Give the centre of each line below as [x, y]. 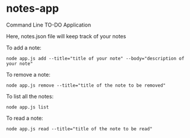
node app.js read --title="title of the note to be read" [79, 129]
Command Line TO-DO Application [49, 25]
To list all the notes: [30, 96]
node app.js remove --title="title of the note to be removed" [86, 85]
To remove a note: [28, 74]
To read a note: [25, 118]
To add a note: [24, 47]
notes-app [33, 9]
